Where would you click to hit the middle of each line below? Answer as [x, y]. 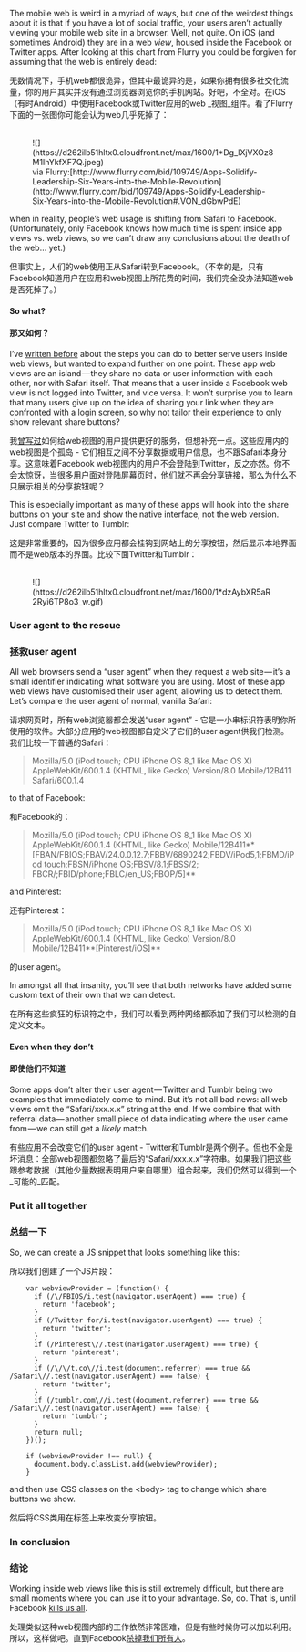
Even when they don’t [51, 1047]
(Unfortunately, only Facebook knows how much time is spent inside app [146, 228]
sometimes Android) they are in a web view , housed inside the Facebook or [151, 42]
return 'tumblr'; [75, 1416]
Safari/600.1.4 [58, 781]
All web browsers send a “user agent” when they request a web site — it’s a [150, 672]
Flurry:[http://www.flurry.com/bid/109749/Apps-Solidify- [151, 172]
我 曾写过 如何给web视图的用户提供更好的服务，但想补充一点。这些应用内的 [149, 440]
